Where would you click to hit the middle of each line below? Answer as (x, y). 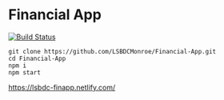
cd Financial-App (37, 58)
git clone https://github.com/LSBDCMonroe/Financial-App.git (112, 51)
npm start (25, 72)
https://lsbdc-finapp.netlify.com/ (62, 87)
